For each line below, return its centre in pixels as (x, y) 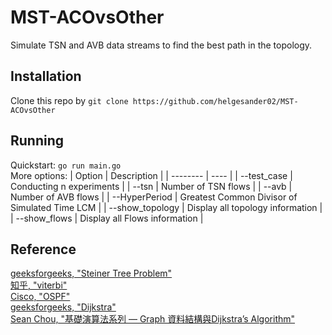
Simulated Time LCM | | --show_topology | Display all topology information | (166, 207)
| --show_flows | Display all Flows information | (107, 218)
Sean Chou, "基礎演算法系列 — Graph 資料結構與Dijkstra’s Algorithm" (153, 319)
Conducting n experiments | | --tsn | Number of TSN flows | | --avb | (151, 186)
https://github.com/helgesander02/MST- (215, 101)
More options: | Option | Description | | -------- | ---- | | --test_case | (151, 175)
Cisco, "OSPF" (40, 297)
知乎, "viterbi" (39, 285)
